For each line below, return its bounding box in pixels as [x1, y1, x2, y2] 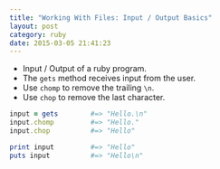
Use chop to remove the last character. [22, 92, 166, 103]
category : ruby [9, 30, 67, 39]
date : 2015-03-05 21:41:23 [9, 38, 111, 48]
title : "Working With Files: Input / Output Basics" [9, 13, 213, 23]
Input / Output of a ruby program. [22, 63, 148, 74]
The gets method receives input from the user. [22, 73, 196, 84]
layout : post [9, 22, 59, 31]
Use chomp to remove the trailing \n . [22, 82, 155, 93]
